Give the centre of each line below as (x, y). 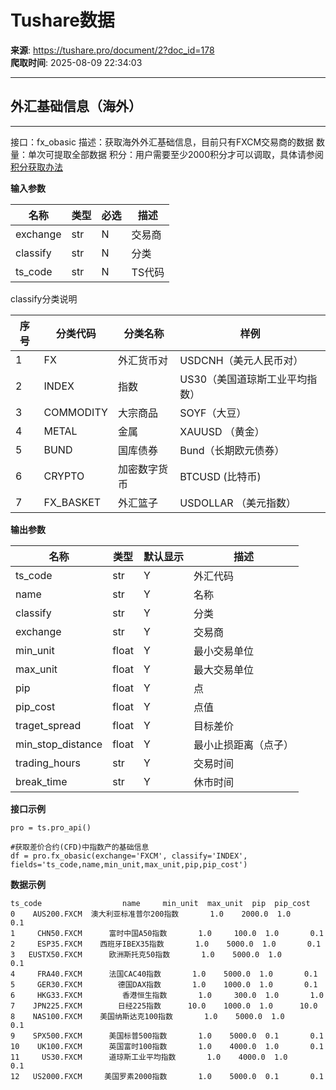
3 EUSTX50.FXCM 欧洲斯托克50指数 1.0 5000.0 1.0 (146, 954)
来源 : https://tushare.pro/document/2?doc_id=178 (112, 50)
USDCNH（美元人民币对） (241, 360)
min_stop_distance (59, 744)
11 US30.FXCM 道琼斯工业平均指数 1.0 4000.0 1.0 (149, 1057)
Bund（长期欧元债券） (232, 450)
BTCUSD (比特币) (220, 476)
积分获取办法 (36, 167)
